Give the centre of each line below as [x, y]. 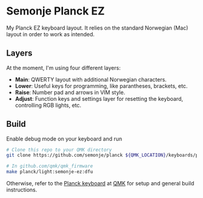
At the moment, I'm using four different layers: [63, 68]
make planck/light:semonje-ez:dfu [50, 172]
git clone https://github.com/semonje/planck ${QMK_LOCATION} [86, 155]
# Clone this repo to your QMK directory [59, 150]
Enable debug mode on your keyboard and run [64, 139]
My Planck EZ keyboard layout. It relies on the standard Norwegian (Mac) [97, 28]
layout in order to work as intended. [50, 34]
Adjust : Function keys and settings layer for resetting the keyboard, [99, 98]
